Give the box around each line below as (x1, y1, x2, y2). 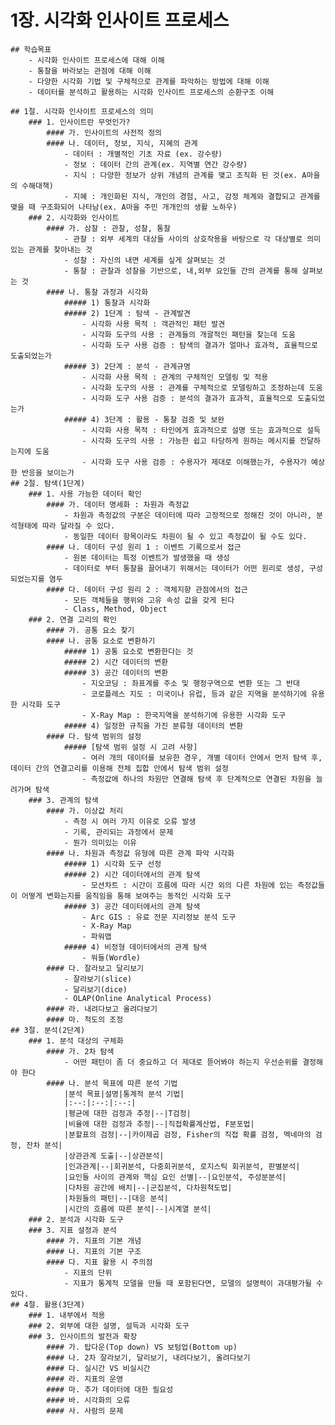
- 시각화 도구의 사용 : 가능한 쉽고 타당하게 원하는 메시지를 (81, 436, 296, 446)
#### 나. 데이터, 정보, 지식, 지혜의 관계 (46, 138, 198, 148)
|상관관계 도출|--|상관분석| (63, 1151, 165, 1161)
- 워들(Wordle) (81, 952, 142, 963)
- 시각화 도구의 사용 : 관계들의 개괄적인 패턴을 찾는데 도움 (81, 329, 296, 340)
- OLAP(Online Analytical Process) (63, 993, 213, 1003)
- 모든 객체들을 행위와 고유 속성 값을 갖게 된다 (63, 595, 235, 605)
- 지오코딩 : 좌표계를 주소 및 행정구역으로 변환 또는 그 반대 (81, 678, 300, 688)
